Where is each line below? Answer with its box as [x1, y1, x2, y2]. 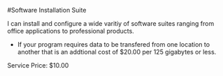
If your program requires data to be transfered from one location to [17, 40, 210, 48]
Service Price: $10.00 [7, 61, 69, 69]
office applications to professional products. [7, 27, 134, 35]
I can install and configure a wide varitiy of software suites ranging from [7, 20, 215, 27]
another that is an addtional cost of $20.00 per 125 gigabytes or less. [17, 48, 217, 56]
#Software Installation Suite [7, 6, 87, 14]
